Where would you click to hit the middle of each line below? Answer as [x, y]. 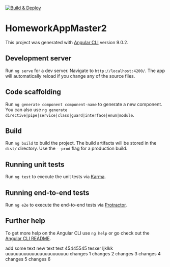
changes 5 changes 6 [28, 259]
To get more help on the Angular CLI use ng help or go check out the [77, 233]
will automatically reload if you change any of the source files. [70, 76]
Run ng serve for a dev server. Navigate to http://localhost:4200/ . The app [85, 71]
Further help [25, 221]
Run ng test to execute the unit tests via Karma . [55, 177]
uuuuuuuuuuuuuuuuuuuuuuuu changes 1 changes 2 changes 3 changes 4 [83, 253]
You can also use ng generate [36, 110]
